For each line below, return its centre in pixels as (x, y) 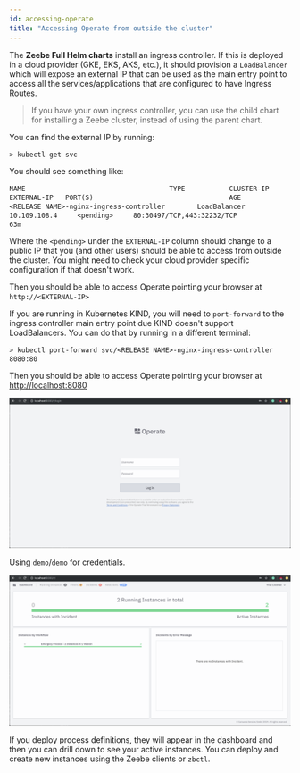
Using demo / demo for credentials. (67, 562)
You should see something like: (67, 171)
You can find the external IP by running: (82, 137)
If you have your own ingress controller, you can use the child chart (155, 110)
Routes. (23, 93)
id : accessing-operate (51, 19)
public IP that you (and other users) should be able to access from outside (146, 250)
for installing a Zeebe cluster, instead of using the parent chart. (147, 120)
